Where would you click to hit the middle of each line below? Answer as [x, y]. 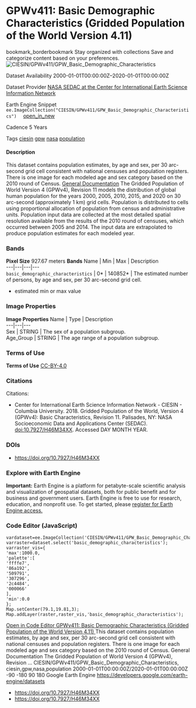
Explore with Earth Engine [43, 473]
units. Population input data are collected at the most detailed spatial [88, 215]
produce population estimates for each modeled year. [71, 233]
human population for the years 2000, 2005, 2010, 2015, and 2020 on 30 [93, 196]
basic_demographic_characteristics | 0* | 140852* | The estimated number [97, 274]
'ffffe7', [18, 563]
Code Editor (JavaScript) [42, 525]
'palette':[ [20, 558]
